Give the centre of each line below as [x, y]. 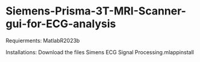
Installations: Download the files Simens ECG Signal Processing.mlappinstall [100, 52]
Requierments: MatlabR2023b [43, 40]
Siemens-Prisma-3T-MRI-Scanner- [96, 11]
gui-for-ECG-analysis [61, 24]
